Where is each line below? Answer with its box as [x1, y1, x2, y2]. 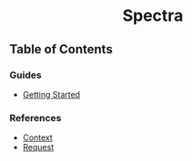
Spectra [122, 5, 184, 26]
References [9, 111, 62, 124]
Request [22, 142, 55, 153]
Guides [9, 69, 43, 81]
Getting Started [22, 89, 80, 99]
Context [22, 132, 53, 143]
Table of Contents [9, 42, 114, 57]
